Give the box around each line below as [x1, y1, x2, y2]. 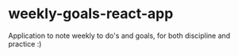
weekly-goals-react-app [8, 5, 174, 23]
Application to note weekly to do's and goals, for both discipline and [8, 31, 231, 40]
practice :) [8, 39, 42, 48]
